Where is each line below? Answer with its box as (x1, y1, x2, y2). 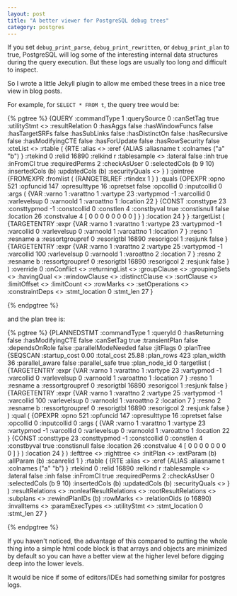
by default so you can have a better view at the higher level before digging (7, 552, 224, 561)
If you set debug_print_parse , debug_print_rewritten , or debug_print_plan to (7, 43, 230, 52)
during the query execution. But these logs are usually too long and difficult (7, 58, 227, 67)
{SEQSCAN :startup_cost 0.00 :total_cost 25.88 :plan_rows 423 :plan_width (7, 352, 226, 360)
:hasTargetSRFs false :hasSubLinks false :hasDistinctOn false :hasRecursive (7, 129, 229, 138)
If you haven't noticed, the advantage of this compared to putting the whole (7, 536, 228, 546)
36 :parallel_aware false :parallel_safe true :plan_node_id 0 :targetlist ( (7, 359, 211, 367)
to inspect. (7, 65, 39, 74)
